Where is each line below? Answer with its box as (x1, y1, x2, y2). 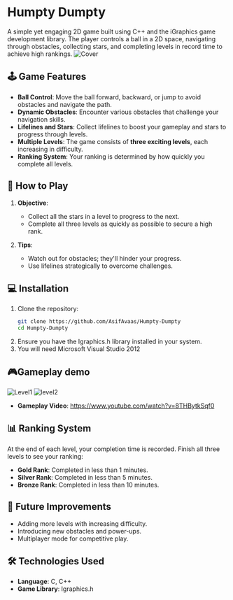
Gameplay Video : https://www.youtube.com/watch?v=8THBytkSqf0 (17, 401, 215, 410)
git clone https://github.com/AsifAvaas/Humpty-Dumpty (17, 318, 181, 325)
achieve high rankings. (7, 50, 73, 58)
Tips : (17, 241, 33, 249)
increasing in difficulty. (17, 145, 84, 153)
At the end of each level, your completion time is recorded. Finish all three (7, 445, 220, 453)
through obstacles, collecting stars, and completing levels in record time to (7, 42, 223, 50)
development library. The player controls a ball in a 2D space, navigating (7, 34, 216, 43)
